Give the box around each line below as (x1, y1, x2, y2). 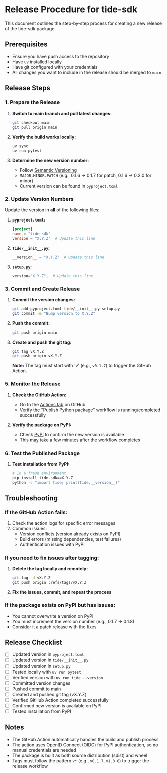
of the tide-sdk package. (5, 25, 56, 31)
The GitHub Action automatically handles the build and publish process (12, 736, 159, 742)
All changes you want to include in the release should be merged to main (12, 69, 161, 75)
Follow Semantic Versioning (19, 167, 77, 173)
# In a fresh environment (12, 471, 66, 476)
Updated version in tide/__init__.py (12, 657, 89, 664)
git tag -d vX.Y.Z (12, 575, 51, 581)
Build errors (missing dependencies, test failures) (19, 536, 121, 542)
